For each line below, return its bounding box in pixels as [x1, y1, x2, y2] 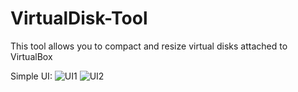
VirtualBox [10, 50, 53, 62]
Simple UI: [10, 70, 53, 82]
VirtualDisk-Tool [10, 7, 148, 30]
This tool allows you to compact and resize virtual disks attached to [10, 40, 288, 52]
